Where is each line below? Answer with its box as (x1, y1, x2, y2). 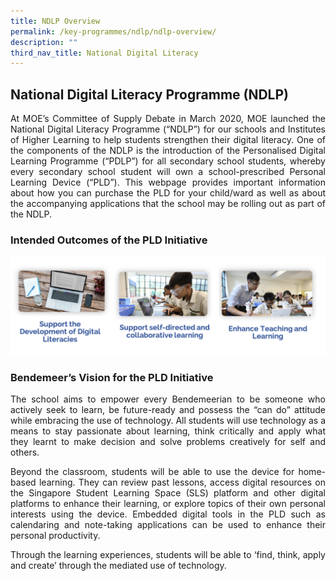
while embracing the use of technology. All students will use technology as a (10, 415, 326, 427)
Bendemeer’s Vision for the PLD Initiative (10, 370, 214, 384)
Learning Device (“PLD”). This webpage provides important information (10, 176, 326, 189)
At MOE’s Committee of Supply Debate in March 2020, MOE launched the (10, 113, 326, 125)
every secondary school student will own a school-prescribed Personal (10, 166, 326, 178)
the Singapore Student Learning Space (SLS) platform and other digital (10, 487, 326, 499)
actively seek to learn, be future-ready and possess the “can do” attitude (10, 404, 326, 416)
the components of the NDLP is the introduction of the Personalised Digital (10, 145, 326, 157)
